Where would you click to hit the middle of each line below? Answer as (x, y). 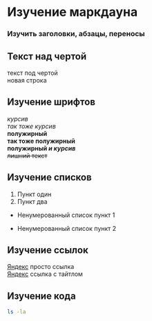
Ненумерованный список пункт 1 (66, 215)
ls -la (17, 312)
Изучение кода (41, 296)
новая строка (27, 80)
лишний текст (27, 155)
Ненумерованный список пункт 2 (67, 228)
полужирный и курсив (41, 148)
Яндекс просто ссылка (41, 267)
